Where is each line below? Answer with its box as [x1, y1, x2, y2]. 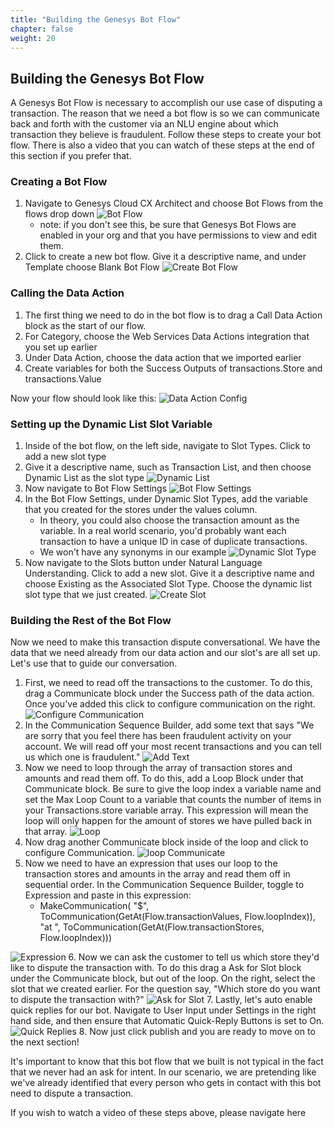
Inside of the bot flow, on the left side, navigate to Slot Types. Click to [24, 440, 311, 452]
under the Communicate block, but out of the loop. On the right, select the [10, 972, 316, 985]
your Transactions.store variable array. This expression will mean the [24, 804, 309, 816]
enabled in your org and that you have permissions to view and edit [39, 229, 317, 241]
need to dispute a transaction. [10, 1087, 134, 1100]
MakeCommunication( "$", [39, 900, 150, 912]
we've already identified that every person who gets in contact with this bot [10, 1077, 322, 1089]
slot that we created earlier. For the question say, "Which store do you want [10, 983, 321, 995]
